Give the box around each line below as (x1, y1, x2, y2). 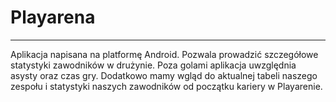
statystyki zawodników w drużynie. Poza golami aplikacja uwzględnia (10, 59, 297, 71)
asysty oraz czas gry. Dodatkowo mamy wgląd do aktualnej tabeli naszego (10, 69, 318, 81)
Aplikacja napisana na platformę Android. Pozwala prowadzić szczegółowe (10, 48, 319, 60)
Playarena (10, 6, 96, 29)
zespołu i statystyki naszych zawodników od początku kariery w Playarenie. (10, 80, 323, 92)
